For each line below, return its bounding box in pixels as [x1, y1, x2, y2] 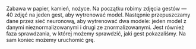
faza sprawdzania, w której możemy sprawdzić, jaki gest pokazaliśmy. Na [6, 30, 186, 37]
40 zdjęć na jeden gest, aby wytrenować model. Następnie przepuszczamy [6, 11, 191, 18]
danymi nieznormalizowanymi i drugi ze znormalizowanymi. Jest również [6, 24, 185, 31]
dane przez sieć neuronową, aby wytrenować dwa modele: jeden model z [6, 18, 187, 24]
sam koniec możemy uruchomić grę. [6, 37, 95, 43]
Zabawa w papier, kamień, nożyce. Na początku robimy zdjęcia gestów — [6, 5, 187, 12]
